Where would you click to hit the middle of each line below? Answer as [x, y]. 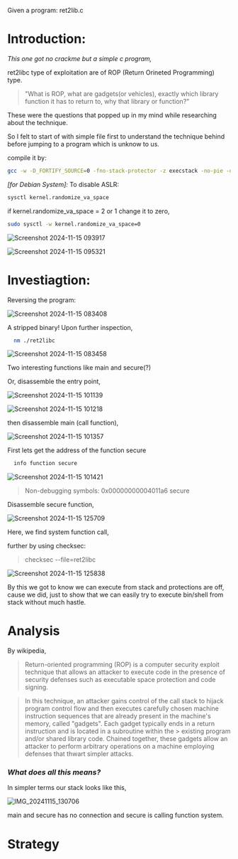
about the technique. [38, 122]
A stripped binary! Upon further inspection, [70, 327]
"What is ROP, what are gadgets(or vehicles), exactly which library [121, 94]
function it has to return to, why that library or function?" [107, 101]
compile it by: [27, 158]
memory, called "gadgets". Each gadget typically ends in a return [119, 724]
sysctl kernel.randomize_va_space [58, 197]
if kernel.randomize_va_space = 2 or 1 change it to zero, [89, 211]
